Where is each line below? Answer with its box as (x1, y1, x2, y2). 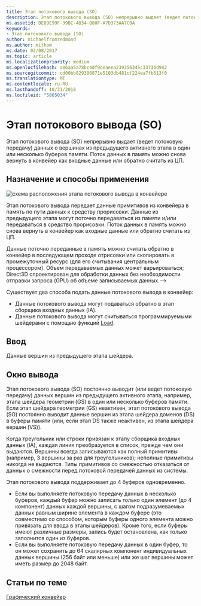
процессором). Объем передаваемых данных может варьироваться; (6, 264, 184, 271)
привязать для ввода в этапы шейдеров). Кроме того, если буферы (14, 522, 188, 529)
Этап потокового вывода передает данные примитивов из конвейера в (6, 202, 189, 209)
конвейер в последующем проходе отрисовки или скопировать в (6, 251, 175, 258)
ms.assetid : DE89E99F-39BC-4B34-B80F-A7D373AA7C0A (6, 20, 135, 26)
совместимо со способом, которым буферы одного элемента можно (14, 516, 193, 523)
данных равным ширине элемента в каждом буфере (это (14, 509, 162, 516)
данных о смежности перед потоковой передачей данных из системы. (6, 467, 188, 474)
